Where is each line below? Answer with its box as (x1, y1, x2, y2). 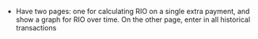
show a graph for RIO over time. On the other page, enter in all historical (15, 15, 251, 24)
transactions (15, 23, 57, 32)
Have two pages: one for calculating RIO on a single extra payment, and (15, 7, 250, 16)
